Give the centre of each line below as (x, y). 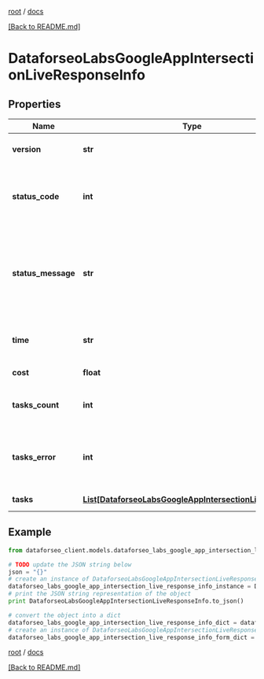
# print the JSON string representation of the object (100, 594)
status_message (44, 273)
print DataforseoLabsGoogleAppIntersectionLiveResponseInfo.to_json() (126, 601)
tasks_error (34, 457)
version (27, 149)
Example (30, 532)
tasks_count (36, 405)
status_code (36, 196)
